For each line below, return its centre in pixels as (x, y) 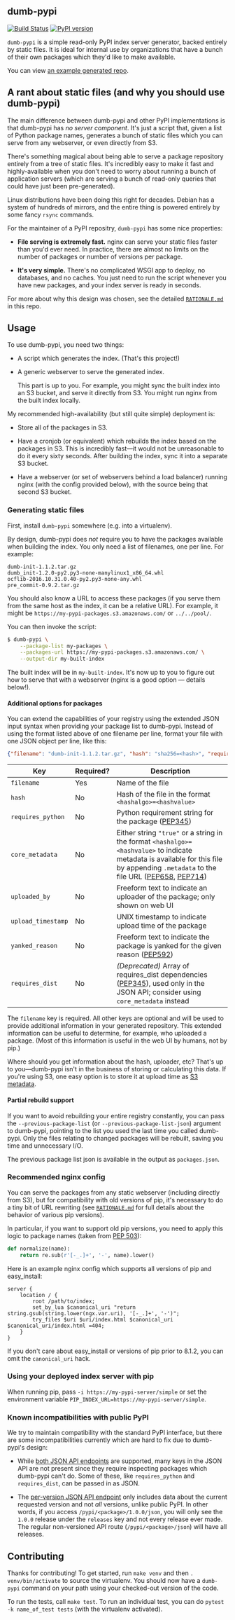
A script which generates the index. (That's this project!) (99, 358)
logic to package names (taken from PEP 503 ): (74, 1235)
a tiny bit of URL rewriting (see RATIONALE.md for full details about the (106, 1207)
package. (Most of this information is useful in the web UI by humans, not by (117, 1041)
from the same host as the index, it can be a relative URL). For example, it (113, 605)
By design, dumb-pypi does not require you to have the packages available (115, 539)
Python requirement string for (165, 813)
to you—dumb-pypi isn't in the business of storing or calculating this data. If (117, 1069)
